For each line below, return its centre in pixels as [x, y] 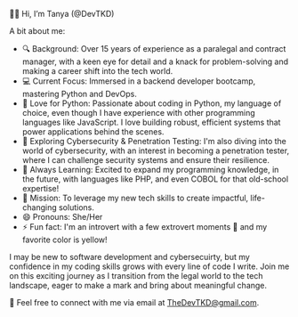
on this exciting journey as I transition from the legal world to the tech [136, 276]
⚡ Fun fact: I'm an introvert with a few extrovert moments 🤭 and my [145, 227]
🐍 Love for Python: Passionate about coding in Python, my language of [152, 103]
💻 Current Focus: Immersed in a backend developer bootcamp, [139, 81]
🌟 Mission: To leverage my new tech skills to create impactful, [135, 198]
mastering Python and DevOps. [80, 94]
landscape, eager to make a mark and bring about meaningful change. [138, 285]
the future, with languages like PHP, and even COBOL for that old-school [155, 179]
